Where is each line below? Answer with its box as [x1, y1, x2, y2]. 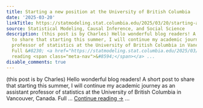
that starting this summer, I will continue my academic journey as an [6, 82, 176, 89]
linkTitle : [6, 20, 34, 26]
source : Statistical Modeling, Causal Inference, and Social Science [6, 25, 185, 32]
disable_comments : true [6, 59, 66, 65]
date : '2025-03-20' [6, 14, 56, 20]
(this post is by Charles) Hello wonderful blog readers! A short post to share [6, 76, 195, 83]
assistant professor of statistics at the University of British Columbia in [6, 88, 182, 95]
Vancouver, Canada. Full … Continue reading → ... [6, 94, 130, 102]
